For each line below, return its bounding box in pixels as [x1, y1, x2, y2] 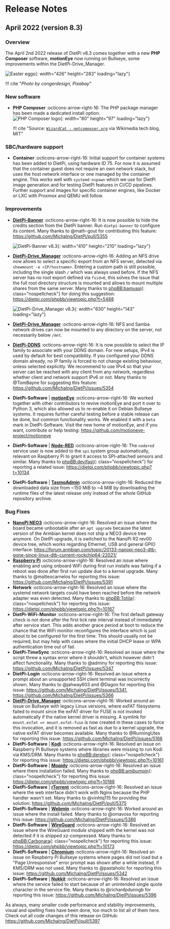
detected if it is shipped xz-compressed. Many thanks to [12, 832, 131, 839]
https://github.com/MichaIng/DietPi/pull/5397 [5, 918, 100, 924]
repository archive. [12, 495, 52, 501]
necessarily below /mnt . [12, 332, 62, 338]
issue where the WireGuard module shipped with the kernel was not [12, 827, 155, 834]
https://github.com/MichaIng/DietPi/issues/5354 [12, 385, 114, 391]
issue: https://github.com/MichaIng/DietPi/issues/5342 [12, 871, 128, 877]
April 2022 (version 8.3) [5, 23, 83, 32]
